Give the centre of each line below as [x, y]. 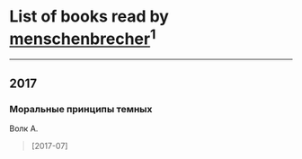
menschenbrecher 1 [83, 37]
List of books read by [89, 17]
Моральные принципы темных [81, 109]
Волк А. [24, 128]
